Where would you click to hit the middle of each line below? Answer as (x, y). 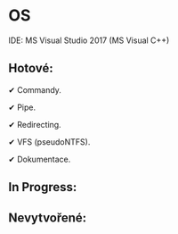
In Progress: (43, 187)
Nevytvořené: (48, 217)
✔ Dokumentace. (40, 159)
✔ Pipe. (22, 107)
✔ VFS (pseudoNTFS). (49, 142)
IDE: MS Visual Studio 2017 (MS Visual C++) (89, 40)
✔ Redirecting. (35, 124)
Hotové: (31, 68)
